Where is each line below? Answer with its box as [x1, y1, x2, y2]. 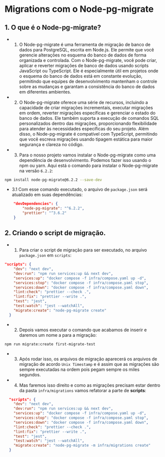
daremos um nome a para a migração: [19, 332, 97, 338]
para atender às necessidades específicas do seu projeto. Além [19, 126, 149, 132]
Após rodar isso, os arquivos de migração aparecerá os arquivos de [19, 355, 158, 362]
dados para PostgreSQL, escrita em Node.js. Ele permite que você [19, 47, 154, 52]
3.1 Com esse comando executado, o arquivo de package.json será [11, 186, 148, 192]
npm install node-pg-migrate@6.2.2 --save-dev [4, 177, 102, 182]
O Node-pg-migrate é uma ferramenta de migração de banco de [19, 42, 151, 48]
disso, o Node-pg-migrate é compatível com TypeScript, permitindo [19, 131, 158, 137]
